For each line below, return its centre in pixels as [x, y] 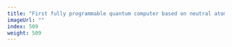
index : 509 [23, 26]
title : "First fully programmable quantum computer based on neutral [109, 13]
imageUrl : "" [26, 20]
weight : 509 [24, 33]
